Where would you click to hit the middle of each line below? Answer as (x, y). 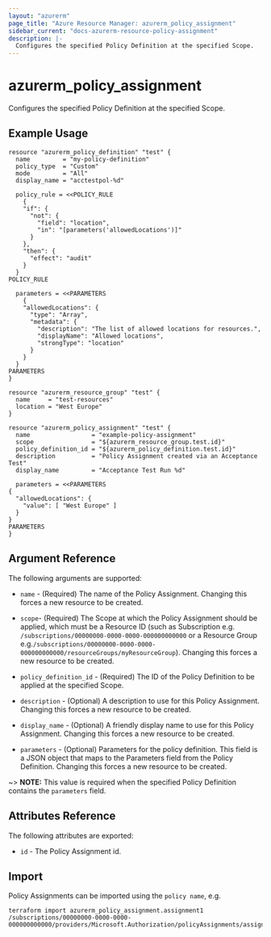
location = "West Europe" (59, 406)
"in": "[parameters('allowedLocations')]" (110, 230)
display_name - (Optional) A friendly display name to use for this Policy (137, 725)
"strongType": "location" (81, 343)
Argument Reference (62, 559)
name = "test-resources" (65, 399)
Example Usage (48, 134)
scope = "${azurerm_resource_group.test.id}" (121, 442)
